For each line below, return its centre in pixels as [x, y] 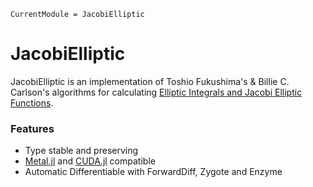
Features [32, 128]
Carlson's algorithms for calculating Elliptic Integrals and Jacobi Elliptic [156, 92]
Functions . [32, 102]
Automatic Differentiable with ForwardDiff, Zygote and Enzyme [153, 172]
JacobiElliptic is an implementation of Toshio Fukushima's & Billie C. [150, 81]
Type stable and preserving [81, 151]
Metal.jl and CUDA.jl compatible [90, 161]
